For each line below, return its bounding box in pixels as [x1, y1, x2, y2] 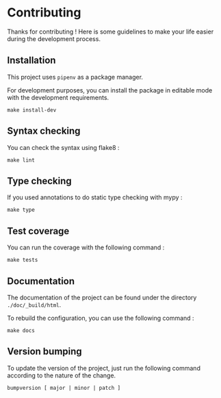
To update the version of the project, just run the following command [7, 364, 200, 372]
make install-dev [7, 106, 57, 114]
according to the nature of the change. [7, 371, 116, 380]
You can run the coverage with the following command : [7, 243, 165, 251]
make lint [7, 156, 36, 164]
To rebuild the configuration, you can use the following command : [7, 314, 194, 322]
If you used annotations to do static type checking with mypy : [7, 193, 183, 201]
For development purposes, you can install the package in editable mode [7, 86, 213, 94]
